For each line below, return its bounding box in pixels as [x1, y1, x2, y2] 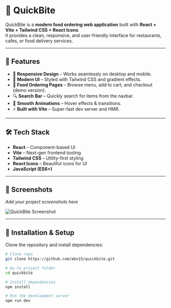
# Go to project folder [5, 265, 56, 271]
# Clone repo [5, 252, 33, 257]
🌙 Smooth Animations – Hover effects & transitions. [12, 100, 122, 106]
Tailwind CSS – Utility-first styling [12, 155, 84, 161]
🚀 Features [5, 57, 40, 66]
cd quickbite [5, 270, 33, 275]
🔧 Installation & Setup [5, 228, 75, 237]
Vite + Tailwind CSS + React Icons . [5, 27, 80, 33]
